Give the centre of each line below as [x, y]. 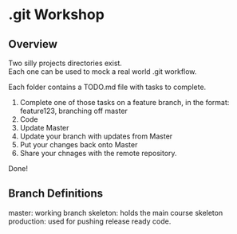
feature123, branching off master [73, 111]
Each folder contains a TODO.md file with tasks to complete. [107, 87]
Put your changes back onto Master [79, 144]
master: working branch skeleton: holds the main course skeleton [116, 213]
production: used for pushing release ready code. [90, 221]
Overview [33, 44]
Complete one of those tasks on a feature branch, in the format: [124, 102]
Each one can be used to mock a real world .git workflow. [103, 72]
